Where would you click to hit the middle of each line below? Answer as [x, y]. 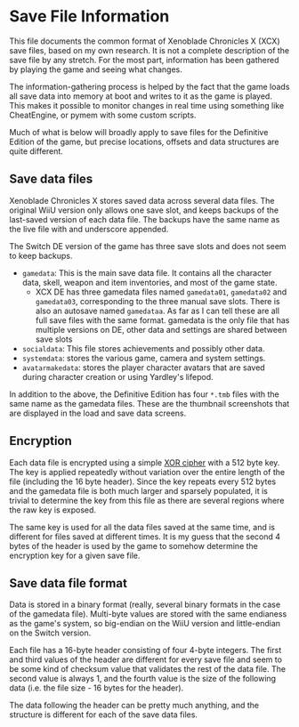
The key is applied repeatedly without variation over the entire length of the [147, 472]
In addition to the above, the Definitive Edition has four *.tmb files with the [145, 394]
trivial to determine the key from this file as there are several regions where [147, 500]
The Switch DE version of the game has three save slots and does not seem [148, 246]
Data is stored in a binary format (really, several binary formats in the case [145, 605]
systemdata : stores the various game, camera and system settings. [144, 358]
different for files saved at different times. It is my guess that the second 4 [145, 537]
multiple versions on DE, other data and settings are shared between [161, 329]
